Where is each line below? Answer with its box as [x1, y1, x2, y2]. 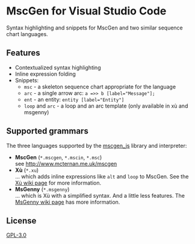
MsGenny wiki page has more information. [14, 198, 120, 206]
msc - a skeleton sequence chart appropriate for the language [23, 83, 176, 90]
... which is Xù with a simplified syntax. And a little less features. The [14, 192, 185, 199]
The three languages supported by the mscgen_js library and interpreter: [6, 142, 187, 149]
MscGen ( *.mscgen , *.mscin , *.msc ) [14, 153, 102, 160]
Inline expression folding [14, 70, 76, 78]
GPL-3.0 [6, 231, 27, 239]
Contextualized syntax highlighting [14, 64, 101, 71]
